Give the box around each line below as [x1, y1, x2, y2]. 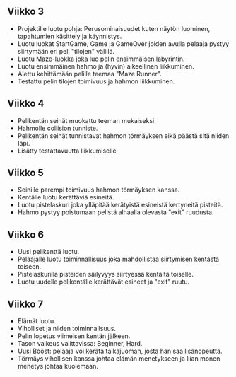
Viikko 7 [7, 298, 44, 310]
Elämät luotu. [17, 317, 57, 325]
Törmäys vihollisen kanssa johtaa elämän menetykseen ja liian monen [17, 354, 220, 363]
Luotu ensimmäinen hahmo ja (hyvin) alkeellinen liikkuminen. [17, 62, 194, 70]
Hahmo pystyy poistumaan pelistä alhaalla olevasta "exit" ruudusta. [17, 208, 214, 216]
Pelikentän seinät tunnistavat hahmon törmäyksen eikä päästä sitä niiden [17, 131, 230, 140]
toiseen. [17, 262, 42, 271]
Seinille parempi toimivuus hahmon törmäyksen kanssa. [17, 185, 180, 194]
